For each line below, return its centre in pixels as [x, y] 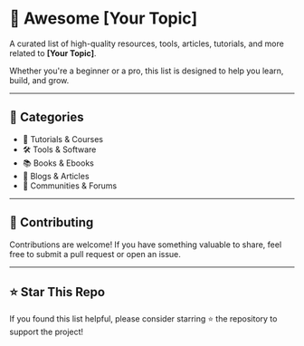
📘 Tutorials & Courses [63, 139]
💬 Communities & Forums [70, 186]
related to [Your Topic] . [53, 53]
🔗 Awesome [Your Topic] [104, 19]
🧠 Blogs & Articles [56, 176]
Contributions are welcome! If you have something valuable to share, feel [146, 245]
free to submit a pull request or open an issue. [95, 254]
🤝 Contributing [52, 222]
